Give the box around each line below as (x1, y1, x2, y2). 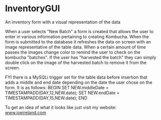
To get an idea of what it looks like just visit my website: (5, 104, 117, 110)
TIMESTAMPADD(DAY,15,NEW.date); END (5, 95, 88, 100)
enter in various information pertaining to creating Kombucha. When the (5, 34, 149, 40)
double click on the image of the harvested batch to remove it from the (5, 60, 147, 65)
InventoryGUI (5, 3, 60, 14)
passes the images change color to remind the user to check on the (5, 49, 141, 55)
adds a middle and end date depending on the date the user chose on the (5, 79, 152, 85)
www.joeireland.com (5, 109, 46, 115)
